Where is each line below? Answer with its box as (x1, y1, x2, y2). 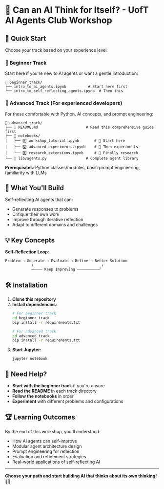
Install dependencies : (12, 302, 57, 308)
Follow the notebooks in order (12, 393, 74, 399)
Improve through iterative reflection (12, 217, 83, 222)
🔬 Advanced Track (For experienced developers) (5, 100, 123, 107)
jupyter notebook (12, 356, 48, 361)
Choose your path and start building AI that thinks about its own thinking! (5, 473, 157, 479)
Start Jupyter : (12, 347, 41, 353)
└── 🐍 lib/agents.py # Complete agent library (5, 156, 139, 161)
